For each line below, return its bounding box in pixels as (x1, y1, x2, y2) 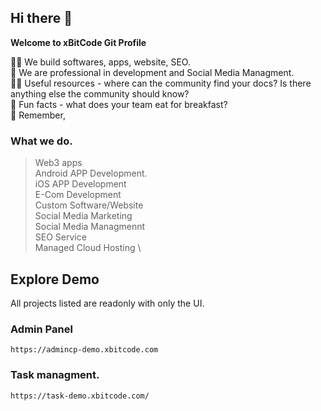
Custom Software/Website (34, 199, 144, 211)
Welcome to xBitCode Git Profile (10, 36, 147, 48)
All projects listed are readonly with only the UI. (10, 297, 205, 309)
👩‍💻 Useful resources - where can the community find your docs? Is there (10, 77, 312, 89)
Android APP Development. (34, 167, 148, 180)
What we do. (10, 134, 73, 148)
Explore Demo (10, 271, 100, 288)
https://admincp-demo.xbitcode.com (10, 345, 159, 355)
